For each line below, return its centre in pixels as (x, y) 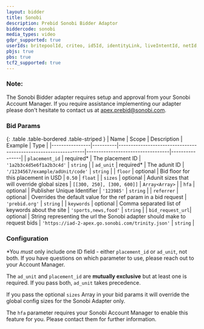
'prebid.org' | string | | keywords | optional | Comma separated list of (93, 203)
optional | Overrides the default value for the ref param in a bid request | (97, 197)
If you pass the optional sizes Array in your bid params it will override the (98, 294)
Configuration (27, 239)
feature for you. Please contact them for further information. (81, 319)
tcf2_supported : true (34, 63)
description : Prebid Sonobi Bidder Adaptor (62, 23)
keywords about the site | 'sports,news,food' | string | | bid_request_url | (99, 210)
